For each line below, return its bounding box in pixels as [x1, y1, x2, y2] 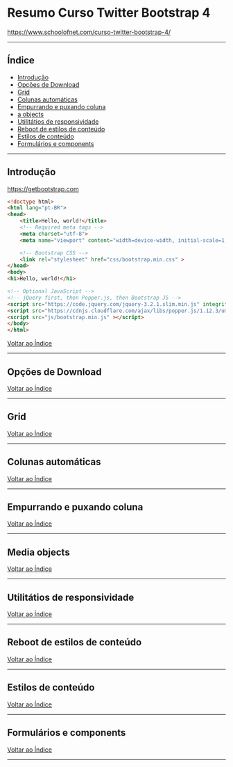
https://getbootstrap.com [7, 184, 80, 193]
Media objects [7, 546, 71, 558]
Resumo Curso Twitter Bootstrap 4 [7, 5, 211, 21]
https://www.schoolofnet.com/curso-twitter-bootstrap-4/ [7, 28, 171, 36]
